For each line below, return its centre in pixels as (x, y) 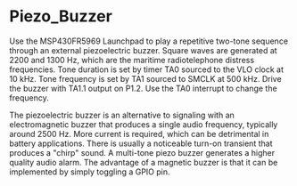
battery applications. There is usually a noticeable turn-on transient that (141, 143)
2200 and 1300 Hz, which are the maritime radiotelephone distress (132, 60)
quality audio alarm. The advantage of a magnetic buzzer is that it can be (144, 162)
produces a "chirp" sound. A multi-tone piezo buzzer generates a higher (142, 152)
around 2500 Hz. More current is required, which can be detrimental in (139, 133)
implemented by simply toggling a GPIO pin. (90, 172)
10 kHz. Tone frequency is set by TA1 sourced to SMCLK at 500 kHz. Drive (146, 78)
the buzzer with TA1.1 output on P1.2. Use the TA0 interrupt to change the (144, 88)
